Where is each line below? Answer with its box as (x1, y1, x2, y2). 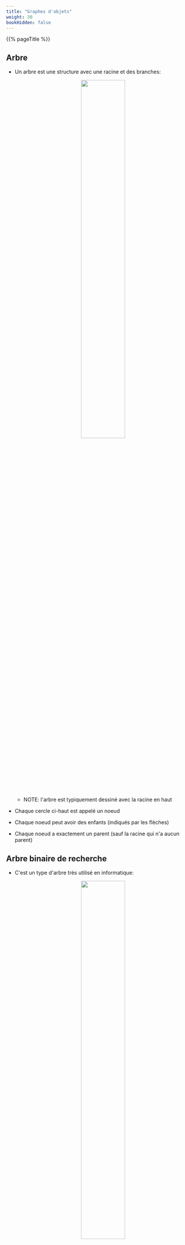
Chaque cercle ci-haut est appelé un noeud (14, 808, 120, 815)
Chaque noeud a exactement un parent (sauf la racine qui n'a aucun (14, 830, 180, 838)
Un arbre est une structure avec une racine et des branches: (14, 68, 162, 75)
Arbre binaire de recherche (6, 854, 107, 864)
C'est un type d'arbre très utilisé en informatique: (14, 869, 134, 876)
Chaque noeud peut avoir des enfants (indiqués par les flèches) (14, 819, 169, 826)
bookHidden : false (6, 19, 51, 25)
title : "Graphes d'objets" (6, 8, 72, 15)
